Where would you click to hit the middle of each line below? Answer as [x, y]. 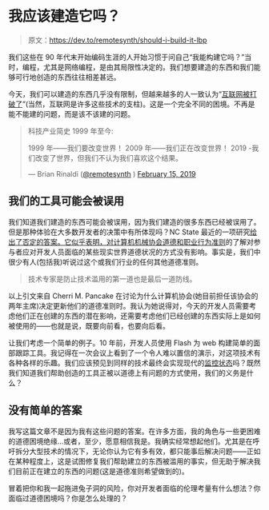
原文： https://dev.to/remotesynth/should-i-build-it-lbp [117, 40]
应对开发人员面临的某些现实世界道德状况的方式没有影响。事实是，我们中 [141, 252]
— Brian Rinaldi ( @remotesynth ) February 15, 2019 [112, 173]
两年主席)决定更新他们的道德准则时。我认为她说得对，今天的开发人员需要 [129, 305]
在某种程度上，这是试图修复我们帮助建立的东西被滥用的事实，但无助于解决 [131, 461]
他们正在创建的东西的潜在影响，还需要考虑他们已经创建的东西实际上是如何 [138, 316]
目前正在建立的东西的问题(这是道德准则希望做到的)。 [102, 471]
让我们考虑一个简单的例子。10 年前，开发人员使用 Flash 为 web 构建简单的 [131, 343]
